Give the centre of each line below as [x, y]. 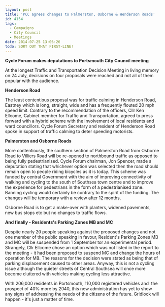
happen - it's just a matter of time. [40, 299]
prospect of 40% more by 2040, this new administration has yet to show [79, 288]
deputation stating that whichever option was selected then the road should [82, 166]
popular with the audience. [32, 81]
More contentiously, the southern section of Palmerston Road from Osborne [82, 150]
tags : [11, 23]
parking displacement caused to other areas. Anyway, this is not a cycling [80, 263]
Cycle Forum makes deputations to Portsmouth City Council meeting [77, 60]
